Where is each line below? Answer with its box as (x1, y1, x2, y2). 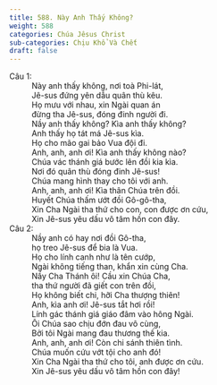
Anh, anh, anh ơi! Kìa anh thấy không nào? (31, 147, 187, 158)
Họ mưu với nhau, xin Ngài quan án (31, 99, 161, 110)
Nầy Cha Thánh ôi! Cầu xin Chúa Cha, (31, 270, 171, 282)
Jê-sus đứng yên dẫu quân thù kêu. (31, 90, 163, 101)
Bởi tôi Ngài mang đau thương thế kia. (31, 328, 171, 338)
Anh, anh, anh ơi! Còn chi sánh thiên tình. (31, 338, 183, 348)
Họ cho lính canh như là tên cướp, (31, 252, 156, 262)
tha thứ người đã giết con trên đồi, (31, 280, 156, 291)
